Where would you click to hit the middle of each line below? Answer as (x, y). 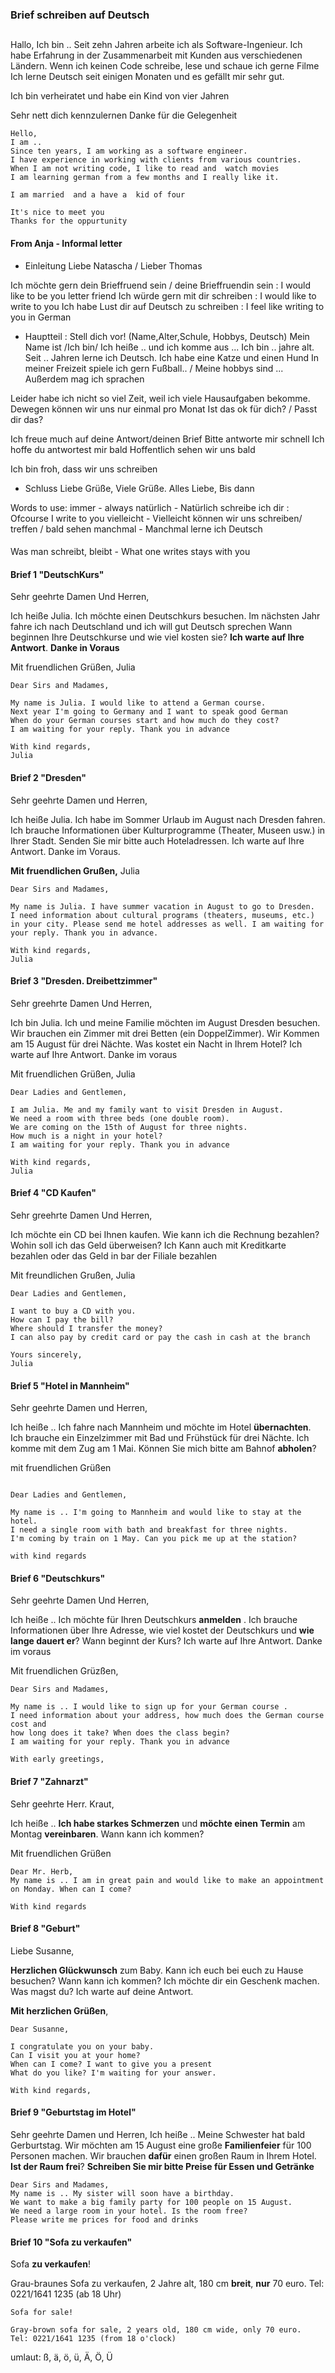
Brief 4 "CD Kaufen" (53, 1193)
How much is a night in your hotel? (86, 1136)
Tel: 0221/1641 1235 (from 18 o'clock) (93, 2339)
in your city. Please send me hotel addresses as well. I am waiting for (167, 924)
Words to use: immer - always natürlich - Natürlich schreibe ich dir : (150, 507)
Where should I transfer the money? (86, 1328)
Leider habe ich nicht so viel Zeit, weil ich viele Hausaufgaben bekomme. (160, 398)
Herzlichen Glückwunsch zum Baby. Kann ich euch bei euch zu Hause (157, 1970)
